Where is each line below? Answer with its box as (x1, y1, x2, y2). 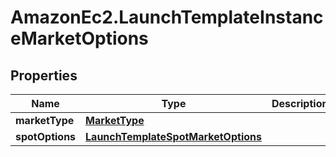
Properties (10, 67, 78, 84)
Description (271, 97, 329, 110)
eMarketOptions (10, 27, 149, 50)
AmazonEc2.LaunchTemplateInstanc (10, 6, 324, 29)
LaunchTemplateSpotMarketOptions (85, 130, 262, 143)
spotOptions (15, 130, 77, 143)
